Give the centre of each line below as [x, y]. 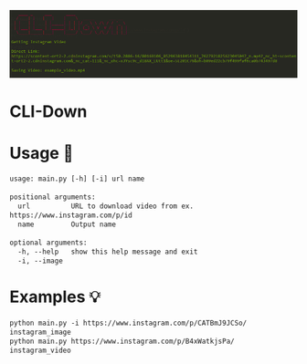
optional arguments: [49, 243]
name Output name [67, 224]
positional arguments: [53, 197]
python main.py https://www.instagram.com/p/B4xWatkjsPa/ [122, 342]
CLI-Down [48, 112]
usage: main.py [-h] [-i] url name [77, 179]
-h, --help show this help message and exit [108, 252]
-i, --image [41, 261]
